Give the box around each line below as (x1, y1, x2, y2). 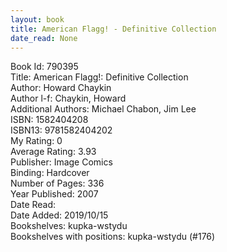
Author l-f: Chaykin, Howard (10, 92, 127, 105)
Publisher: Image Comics (10, 156, 113, 168)
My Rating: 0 (10, 135, 63, 147)
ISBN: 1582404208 (10, 114, 89, 126)
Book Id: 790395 (10, 61, 79, 73)
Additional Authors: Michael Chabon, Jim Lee (10, 103, 197, 115)
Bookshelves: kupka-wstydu (10, 220, 128, 232)
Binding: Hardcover (10, 167, 90, 179)
